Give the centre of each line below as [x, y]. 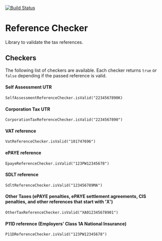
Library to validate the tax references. [44, 42]
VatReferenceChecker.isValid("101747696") [50, 141]
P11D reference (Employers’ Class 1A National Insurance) [66, 224]
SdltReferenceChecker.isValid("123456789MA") [54, 185]
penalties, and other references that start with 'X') [59, 202]
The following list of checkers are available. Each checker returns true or [81, 70]
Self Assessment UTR [29, 87]
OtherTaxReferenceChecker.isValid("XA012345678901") [62, 212]
